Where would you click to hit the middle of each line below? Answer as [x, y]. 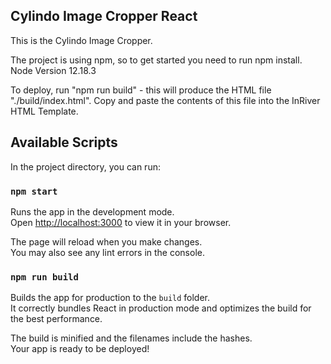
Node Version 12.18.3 [53, 70]
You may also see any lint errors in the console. [107, 252]
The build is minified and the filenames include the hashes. [131, 338]
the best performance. [56, 319]
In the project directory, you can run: [85, 166]
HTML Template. [44, 111]
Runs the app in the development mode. [92, 211]
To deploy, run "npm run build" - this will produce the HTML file [141, 90]
